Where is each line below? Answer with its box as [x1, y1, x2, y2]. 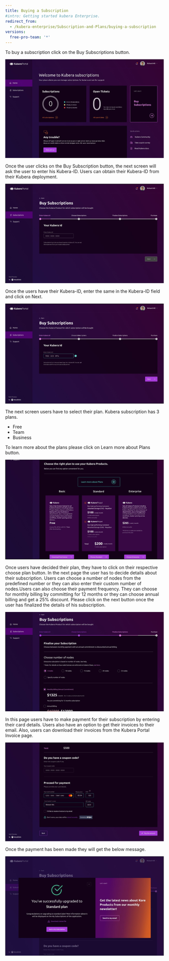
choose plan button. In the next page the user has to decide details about [5, 570, 157, 576]
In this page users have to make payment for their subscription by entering [5, 716, 160, 722]
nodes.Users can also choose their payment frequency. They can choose [5, 586, 157, 592]
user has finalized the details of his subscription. [5, 602, 106, 608]
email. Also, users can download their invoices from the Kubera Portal [5, 727, 150, 733]
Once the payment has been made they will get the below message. [5, 846, 146, 853]
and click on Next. [5, 293, 43, 300]
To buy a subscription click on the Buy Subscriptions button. [5, 49, 130, 55]
